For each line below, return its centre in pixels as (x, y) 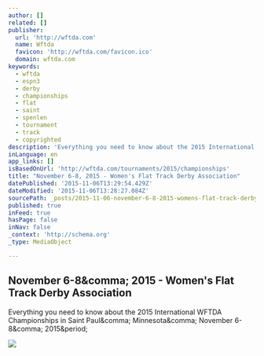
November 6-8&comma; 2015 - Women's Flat (121, 281)
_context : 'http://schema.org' (59, 235)
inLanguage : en (33, 154)
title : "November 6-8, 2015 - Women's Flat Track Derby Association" (125, 176)
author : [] (26, 15)
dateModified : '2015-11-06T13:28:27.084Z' (79, 191)
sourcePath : (27, 198)
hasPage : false (33, 220)
